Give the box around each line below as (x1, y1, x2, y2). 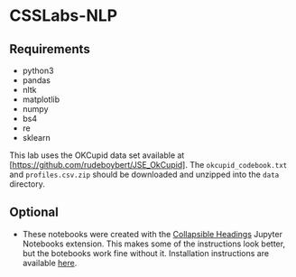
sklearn (22, 133, 51, 143)
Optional (9, 205, 59, 220)
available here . (22, 257, 78, 268)
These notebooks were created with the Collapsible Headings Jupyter (22, 228, 282, 239)
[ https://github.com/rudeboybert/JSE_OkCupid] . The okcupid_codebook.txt (9, 160, 288, 170)
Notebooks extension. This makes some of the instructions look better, (22, 238, 286, 249)
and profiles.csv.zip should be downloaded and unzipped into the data (9, 169, 280, 180)
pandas (22, 75, 51, 86)
